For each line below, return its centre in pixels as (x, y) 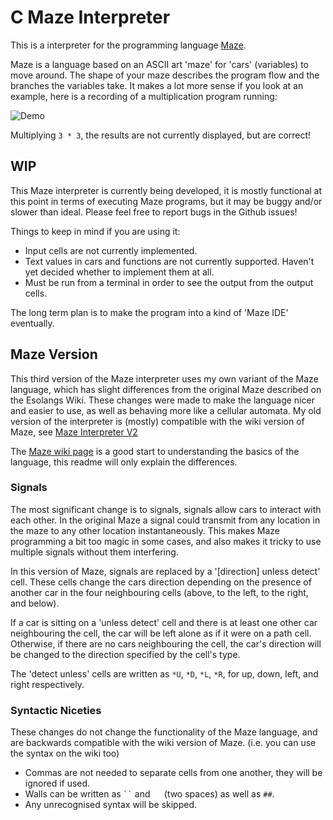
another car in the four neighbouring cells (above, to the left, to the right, (159, 592)
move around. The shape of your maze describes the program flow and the (165, 75)
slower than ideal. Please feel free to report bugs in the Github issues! (154, 212)
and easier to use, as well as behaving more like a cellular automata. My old (166, 410)
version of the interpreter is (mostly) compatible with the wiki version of (157, 421)
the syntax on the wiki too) (65, 753)
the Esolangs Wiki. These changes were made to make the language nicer (162, 400)
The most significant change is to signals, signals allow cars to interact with (166, 509)
